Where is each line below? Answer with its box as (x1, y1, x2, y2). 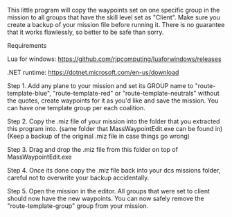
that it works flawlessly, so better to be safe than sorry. (7, 28, 164, 36)
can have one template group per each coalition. (7, 104, 145, 112)
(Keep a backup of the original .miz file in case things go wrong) (7, 132, 190, 140)
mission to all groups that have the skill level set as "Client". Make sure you (7, 13, 220, 21)
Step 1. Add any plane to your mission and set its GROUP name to (7, 82, 194, 89)
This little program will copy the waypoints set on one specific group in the (7, 6, 220, 14)
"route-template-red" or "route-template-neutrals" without (53, 89, 220, 97)
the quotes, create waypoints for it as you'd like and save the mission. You (7, 96, 219, 105)
